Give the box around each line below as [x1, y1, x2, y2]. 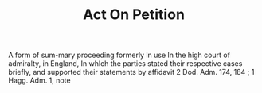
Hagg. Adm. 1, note [8, 76, 71, 85]
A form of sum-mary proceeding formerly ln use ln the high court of [8, 50, 231, 60]
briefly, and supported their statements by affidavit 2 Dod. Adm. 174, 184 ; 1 [8, 68, 255, 77]
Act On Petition [82, 6, 186, 24]
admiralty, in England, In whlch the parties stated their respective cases [8, 59, 243, 68]
